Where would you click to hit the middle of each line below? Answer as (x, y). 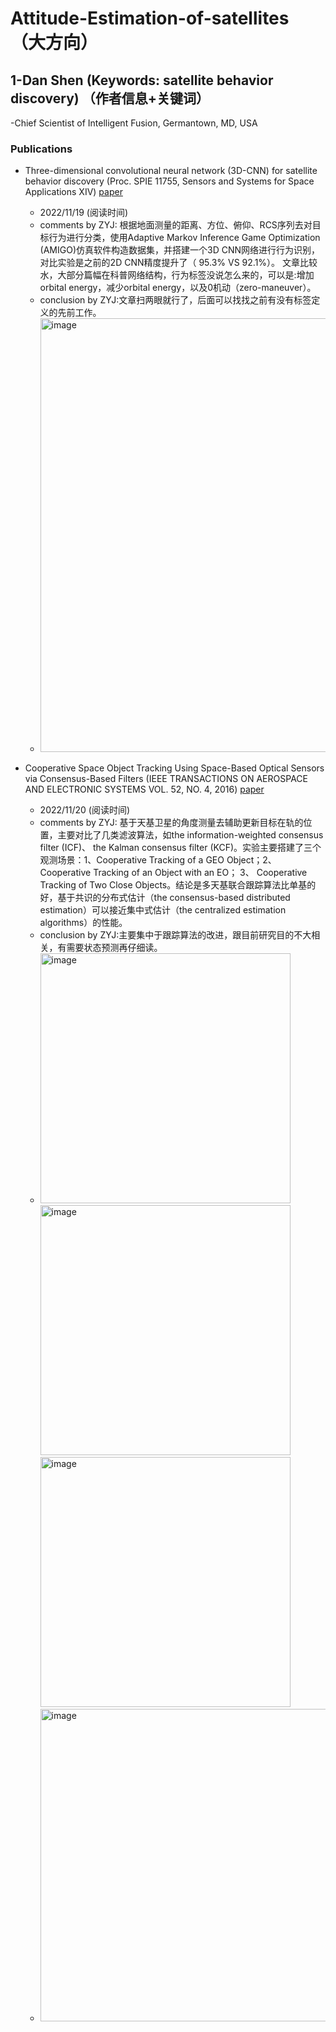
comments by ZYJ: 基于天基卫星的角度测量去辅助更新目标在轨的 (171, 823)
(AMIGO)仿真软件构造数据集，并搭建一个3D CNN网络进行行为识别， (180, 250)
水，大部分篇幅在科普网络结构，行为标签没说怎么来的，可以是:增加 (177, 275)
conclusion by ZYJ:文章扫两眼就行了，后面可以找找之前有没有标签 (175, 300)
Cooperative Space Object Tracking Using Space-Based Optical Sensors (174, 768)
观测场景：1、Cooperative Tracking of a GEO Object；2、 (158, 860)
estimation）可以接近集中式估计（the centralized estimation (163, 910)
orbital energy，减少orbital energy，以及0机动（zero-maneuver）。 (178, 288)
